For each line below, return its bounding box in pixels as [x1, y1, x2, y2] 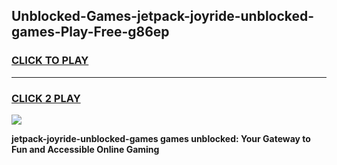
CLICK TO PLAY [11, 54, 89, 68]
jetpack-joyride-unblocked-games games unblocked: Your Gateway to [11, 132, 311, 144]
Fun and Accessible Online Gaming [11, 143, 160, 155]
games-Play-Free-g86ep [11, 24, 170, 41]
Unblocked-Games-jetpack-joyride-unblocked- [11, 8, 315, 25]
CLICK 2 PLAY [11, 91, 81, 105]
